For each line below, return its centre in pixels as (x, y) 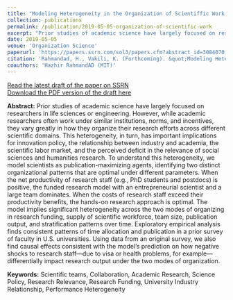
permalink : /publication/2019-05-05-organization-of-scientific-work (110, 26)
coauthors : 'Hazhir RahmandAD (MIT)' (62, 65)
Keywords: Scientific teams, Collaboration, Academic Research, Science (111, 274)
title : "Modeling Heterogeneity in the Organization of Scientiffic (108, 14)
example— (198, 253)
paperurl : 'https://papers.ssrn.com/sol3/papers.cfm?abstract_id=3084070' (118, 53)
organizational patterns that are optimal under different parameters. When (113, 172)
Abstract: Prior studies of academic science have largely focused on (106, 106)
